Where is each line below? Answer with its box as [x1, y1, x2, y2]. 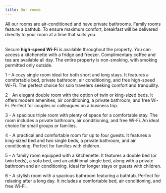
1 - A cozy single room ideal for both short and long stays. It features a [5, 71, 149, 77]
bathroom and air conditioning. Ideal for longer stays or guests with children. [5, 163, 162, 169]
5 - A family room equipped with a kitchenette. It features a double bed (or [5, 152, 157, 158]
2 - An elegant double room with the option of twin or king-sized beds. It [5, 92, 153, 98]
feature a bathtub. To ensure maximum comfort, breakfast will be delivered [5, 26, 158, 32]
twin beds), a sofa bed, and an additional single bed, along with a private [5, 157, 154, 164]
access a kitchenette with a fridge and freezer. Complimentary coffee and [5, 52, 156, 58]
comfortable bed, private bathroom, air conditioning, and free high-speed [5, 77, 155, 83]
